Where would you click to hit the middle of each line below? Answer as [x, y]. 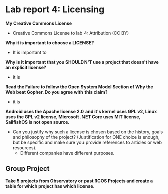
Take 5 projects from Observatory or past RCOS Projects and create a [79, 181]
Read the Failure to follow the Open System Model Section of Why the [79, 87]
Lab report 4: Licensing [55, 9]
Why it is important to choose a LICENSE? [50, 42]
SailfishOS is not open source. [37, 122]
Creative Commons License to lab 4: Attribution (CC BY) [71, 33]
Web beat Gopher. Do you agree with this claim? [56, 92]
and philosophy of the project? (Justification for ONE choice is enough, [86, 137]
